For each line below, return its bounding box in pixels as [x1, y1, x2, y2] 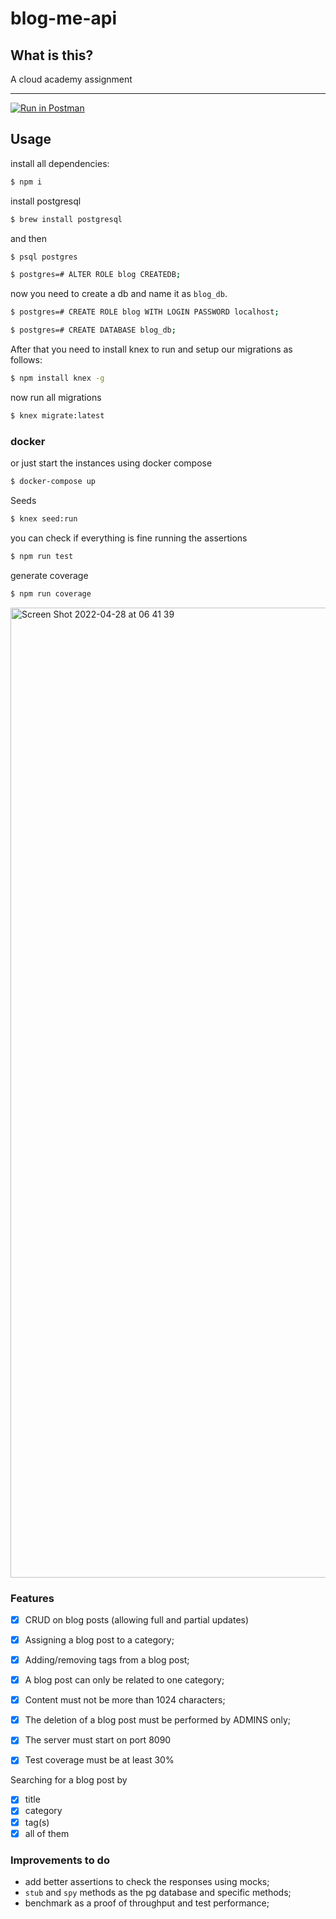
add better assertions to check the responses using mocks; [24, 1875, 270, 1887]
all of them [24, 1827, 70, 1839]
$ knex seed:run [10, 513, 78, 524]
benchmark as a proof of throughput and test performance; [24, 1897, 270, 1909]
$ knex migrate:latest [10, 410, 105, 421]
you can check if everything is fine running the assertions [10, 532, 248, 544]
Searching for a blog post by [10, 1774, 128, 1786]
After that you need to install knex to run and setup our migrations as [10, 343, 293, 356]
